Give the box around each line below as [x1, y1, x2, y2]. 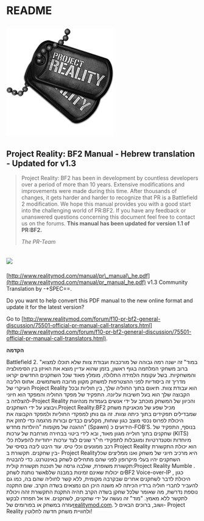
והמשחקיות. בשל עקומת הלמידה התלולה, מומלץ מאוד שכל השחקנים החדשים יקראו [6, 371, 196, 379]
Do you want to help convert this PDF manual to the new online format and [6, 297, 193, 304]
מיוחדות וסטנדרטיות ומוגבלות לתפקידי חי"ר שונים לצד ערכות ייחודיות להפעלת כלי [6, 436, 192, 443]
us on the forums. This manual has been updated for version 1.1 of [21, 220, 190, 227]
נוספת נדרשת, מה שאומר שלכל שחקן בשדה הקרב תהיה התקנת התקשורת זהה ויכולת [6, 488, 199, 495]
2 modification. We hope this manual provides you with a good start [21, 200, 191, 208]
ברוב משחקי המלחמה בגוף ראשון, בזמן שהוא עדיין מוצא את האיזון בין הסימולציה [6, 365, 188, 373]
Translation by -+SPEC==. [6, 285, 72, 293]
